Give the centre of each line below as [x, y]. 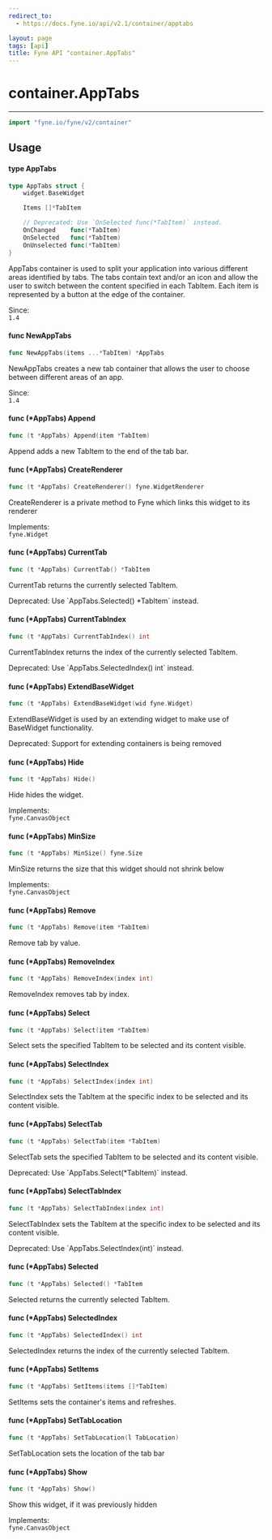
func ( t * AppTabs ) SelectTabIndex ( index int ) [86, 1208]
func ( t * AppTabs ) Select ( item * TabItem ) [79, 1030]
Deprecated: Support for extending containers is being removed [115, 743]
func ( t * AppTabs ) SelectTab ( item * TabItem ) [85, 1141]
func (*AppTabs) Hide [46, 762]
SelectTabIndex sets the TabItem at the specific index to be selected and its [134, 1223]
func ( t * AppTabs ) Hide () [52, 779]
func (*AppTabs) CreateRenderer [66, 470]
